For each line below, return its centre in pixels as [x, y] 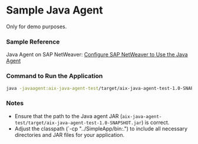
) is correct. [155, 122]
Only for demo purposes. [37, 26]
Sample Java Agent [55, 10]
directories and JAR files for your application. [70, 135]
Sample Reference [33, 42]
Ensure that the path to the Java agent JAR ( [68, 116]
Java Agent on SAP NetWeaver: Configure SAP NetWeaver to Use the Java [97, 55]
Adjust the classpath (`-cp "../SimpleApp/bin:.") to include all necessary [101, 128]
